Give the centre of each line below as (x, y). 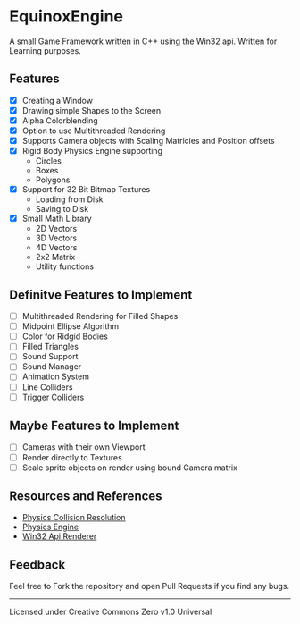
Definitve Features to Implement (101, 295)
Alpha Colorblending (60, 120)
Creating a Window (58, 100)
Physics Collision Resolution (74, 518)
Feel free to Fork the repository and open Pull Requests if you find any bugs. (150, 586)
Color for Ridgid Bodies (65, 336)
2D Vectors (56, 229)
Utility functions (65, 266)
